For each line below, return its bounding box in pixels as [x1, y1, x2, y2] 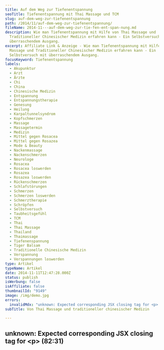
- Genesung [9, 103, 32, 107]
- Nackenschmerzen [9, 152, 47, 157]
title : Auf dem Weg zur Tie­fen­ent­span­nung [5, 7, 93, 12]
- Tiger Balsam [9, 243, 41, 248]
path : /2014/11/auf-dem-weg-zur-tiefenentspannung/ [5, 21, 112, 26]
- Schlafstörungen [9, 184, 47, 189]
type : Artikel [5, 261, 34, 266]
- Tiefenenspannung [9, 239, 49, 244]
